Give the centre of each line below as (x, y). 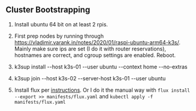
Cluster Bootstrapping (48, 10)
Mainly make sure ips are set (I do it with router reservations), (90, 49)
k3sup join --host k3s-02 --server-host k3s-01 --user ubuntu (90, 78)
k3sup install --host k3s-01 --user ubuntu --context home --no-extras (101, 67)
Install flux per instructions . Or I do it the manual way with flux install (102, 90)
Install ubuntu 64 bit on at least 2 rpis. (61, 24)
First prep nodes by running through (59, 36)
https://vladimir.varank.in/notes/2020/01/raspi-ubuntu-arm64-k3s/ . (97, 42)
